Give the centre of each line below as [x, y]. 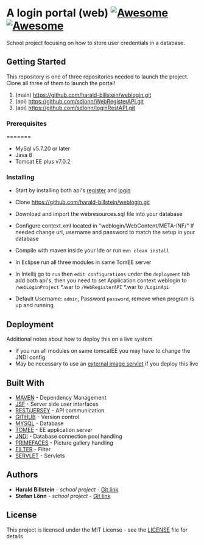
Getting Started [36, 62]
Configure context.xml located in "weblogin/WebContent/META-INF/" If [104, 226]
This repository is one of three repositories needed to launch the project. [97, 77]
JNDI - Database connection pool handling [69, 436]
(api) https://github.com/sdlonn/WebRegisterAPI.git [79, 101]
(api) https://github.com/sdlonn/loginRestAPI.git [75, 108]
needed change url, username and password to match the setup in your [105, 232]
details [15, 536]
